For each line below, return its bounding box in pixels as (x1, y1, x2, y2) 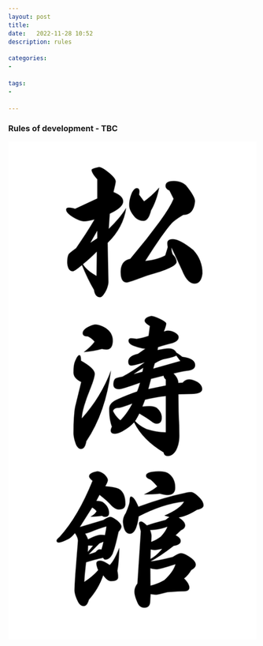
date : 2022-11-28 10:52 (8, 29, 93, 37)
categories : (8, 54, 47, 62)
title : (8, 21, 30, 29)
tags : (8, 79, 26, 87)
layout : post (8, 13, 51, 21)
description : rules (8, 38, 72, 46)
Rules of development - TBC (8, 123, 118, 134)
